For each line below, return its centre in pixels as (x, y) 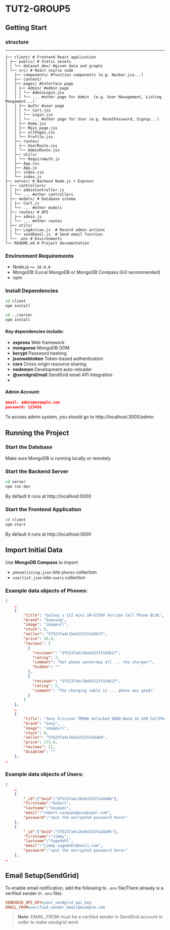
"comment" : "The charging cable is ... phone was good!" (94, 691)
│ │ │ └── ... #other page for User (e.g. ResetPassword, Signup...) (82, 119)
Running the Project (37, 433)
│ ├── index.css (25, 172)
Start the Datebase (29, 447)
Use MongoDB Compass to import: (42, 562)
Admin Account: (23, 392)
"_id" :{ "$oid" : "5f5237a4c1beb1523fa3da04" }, (71, 799)
